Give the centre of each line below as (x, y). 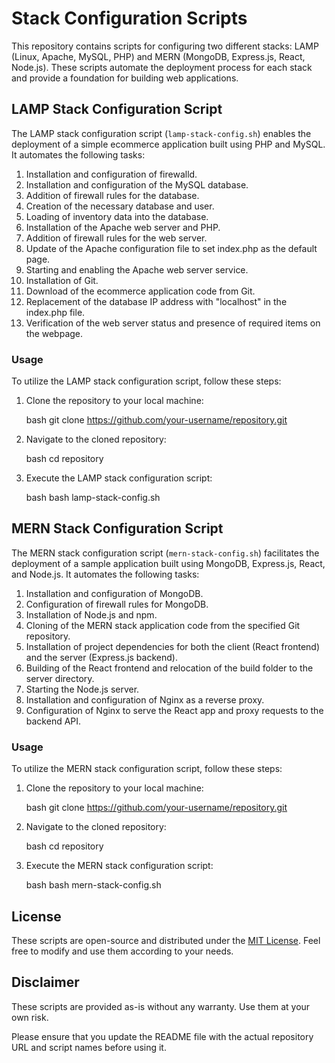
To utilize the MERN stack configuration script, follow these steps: (147, 769)
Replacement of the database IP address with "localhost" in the (156, 301)
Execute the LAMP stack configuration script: (119, 478)
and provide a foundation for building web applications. (125, 78)
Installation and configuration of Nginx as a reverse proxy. (145, 699)
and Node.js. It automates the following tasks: (105, 574)
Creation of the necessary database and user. (120, 206)
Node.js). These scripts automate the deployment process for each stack (162, 67)
